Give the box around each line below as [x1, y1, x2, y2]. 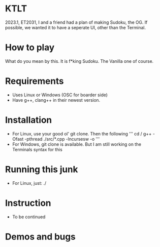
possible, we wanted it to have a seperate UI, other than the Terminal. [5, 24, 146, 30]
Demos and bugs [5, 231, 76, 242]
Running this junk [5, 164, 78, 175]
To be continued [12, 213, 46, 220]
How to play [5, 42, 55, 53]
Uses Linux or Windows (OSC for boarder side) [12, 92, 108, 98]
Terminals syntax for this [12, 146, 63, 152]
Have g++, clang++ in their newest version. [12, 97, 100, 103]
